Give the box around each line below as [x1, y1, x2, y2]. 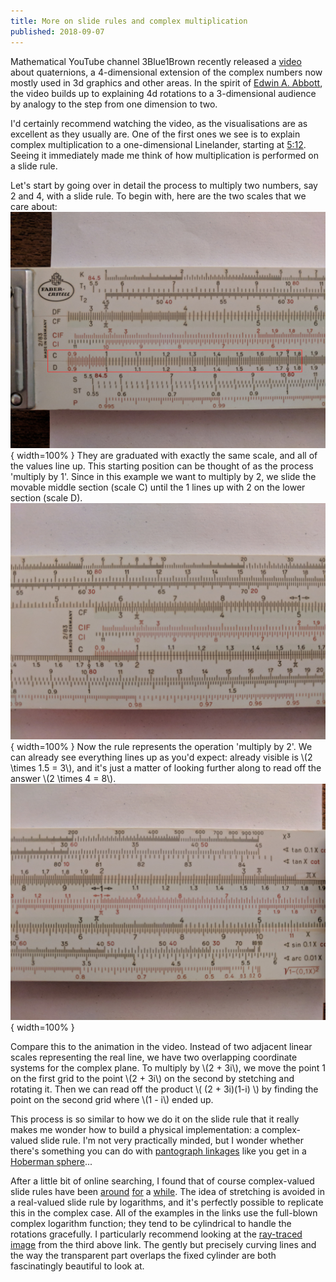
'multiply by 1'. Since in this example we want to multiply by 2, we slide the [10, 470, 317, 482]
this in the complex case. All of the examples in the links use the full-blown [10, 1206, 318, 1219]
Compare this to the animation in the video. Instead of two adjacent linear [10, 1040, 313, 1052]
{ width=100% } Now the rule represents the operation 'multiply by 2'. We [10, 740, 313, 752]
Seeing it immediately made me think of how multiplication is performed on [10, 149, 320, 161]
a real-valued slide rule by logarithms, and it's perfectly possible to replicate [10, 1196, 324, 1208]
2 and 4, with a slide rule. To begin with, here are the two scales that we [10, 190, 307, 202]
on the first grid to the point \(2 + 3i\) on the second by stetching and [10, 1072, 295, 1084]
